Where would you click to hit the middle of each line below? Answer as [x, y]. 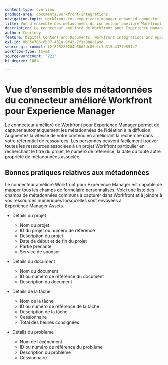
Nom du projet [35, 225]
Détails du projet [29, 216]
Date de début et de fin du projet [53, 241]
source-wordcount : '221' [31, 56]
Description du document [46, 282]
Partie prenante [36, 246]
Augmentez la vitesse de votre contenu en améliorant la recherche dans [79, 136]
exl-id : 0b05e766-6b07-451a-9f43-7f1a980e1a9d [54, 42]
